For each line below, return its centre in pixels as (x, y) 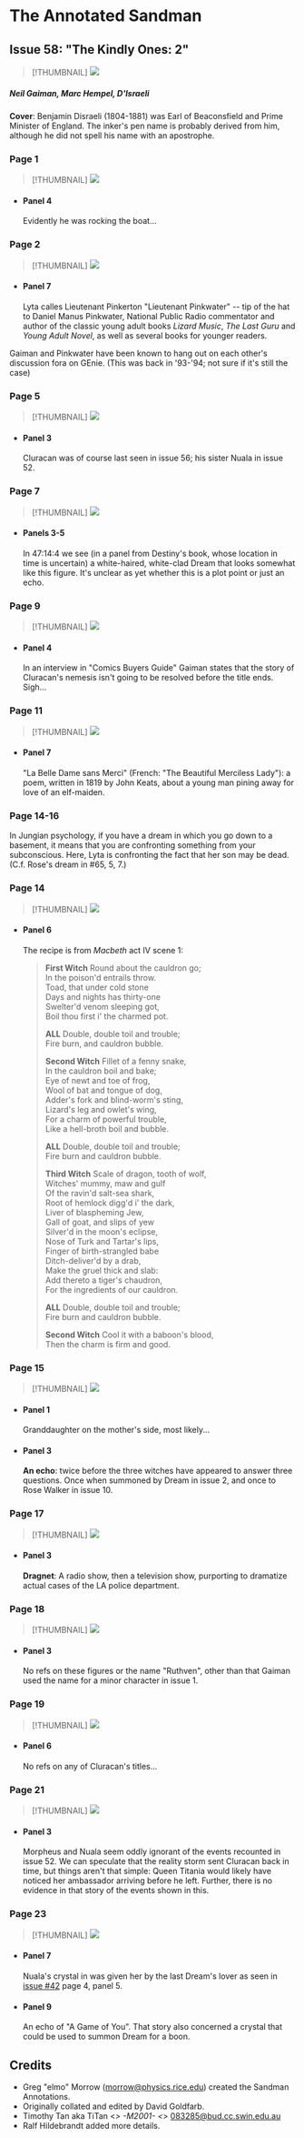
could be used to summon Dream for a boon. (106, 2037)
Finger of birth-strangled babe (102, 1251)
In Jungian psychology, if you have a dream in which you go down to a (141, 836)
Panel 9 (37, 2006)
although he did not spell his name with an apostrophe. (112, 135)
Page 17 (27, 1514)
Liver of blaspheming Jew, (94, 1212)
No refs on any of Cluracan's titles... (90, 1766)
